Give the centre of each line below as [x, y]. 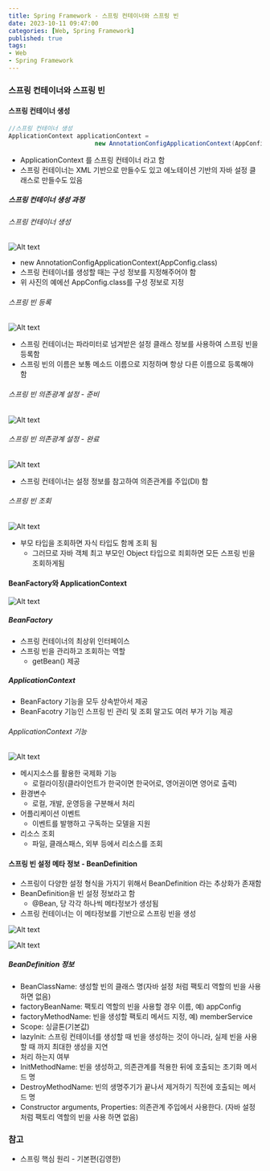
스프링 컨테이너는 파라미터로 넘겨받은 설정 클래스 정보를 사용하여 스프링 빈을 [139, 344]
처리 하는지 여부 [45, 1056]
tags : [17, 46]
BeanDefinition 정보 [41, 964]
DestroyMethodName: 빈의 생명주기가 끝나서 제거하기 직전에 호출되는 [130, 1087]
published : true [35, 38]
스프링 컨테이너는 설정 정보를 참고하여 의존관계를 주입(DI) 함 [114, 481]
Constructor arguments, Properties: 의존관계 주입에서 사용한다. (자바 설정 [137, 1107]
